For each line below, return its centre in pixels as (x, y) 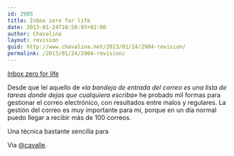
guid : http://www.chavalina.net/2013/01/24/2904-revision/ (97, 47)
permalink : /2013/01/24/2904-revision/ (67, 54)
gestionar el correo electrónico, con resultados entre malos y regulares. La (117, 102)
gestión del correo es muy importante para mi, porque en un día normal (112, 110)
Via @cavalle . (27, 145)
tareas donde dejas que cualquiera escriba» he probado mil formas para (114, 95)
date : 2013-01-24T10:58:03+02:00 (57, 27)
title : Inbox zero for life (49, 21)
